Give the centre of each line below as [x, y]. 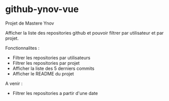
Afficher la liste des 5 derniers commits [53, 68]
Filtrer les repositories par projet [46, 63]
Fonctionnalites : [22, 48]
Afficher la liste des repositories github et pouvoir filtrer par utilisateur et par [85, 33]
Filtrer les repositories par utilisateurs [51, 58]
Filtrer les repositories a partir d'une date [55, 93]
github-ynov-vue [42, 9]
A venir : [14, 83]
